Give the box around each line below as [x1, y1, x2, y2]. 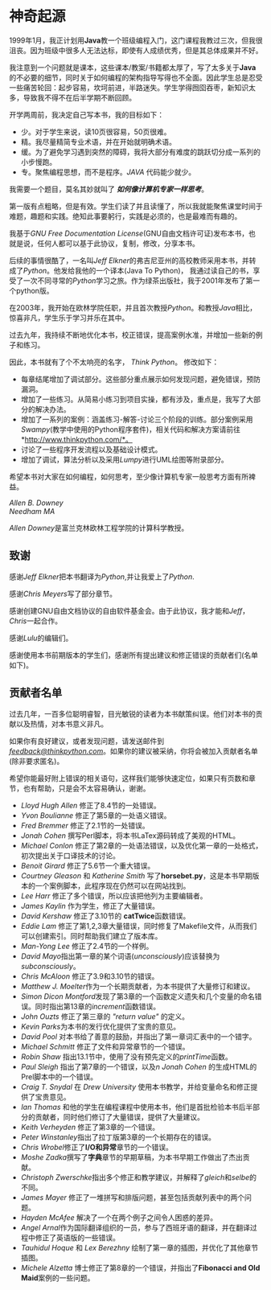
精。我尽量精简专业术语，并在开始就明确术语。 [20, 137, 176, 146]
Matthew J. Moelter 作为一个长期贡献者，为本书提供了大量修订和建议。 [20, 981, 255, 991]
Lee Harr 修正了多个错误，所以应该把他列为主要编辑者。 [20, 890, 207, 901]
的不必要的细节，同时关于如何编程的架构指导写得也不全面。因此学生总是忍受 [9, 72, 263, 82]
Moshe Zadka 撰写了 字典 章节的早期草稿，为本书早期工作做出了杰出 [20, 1152, 244, 1162]
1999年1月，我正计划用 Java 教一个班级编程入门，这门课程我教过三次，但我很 [9, 35, 263, 45]
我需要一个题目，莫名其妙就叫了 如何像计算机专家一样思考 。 [9, 184, 208, 194]
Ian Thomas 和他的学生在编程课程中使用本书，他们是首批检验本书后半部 [20, 1102, 261, 1111]
